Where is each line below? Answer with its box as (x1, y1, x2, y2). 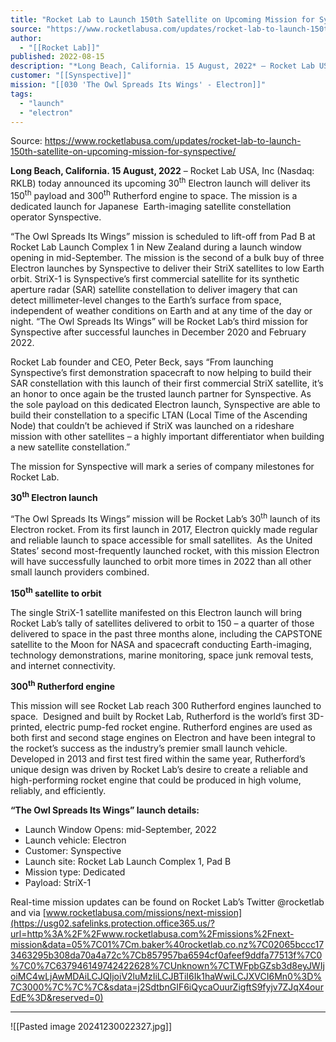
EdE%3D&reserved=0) (10, 992, 104, 1004)
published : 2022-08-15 (10, 52, 105, 62)
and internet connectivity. (10, 659, 116, 671)
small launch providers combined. (10, 566, 150, 578)
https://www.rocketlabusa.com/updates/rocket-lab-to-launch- (44, 135, 302, 147)
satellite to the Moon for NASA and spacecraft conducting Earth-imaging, (10, 638, 312, 650)
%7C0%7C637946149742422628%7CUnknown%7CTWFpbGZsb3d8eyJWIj (10, 960, 325, 972)
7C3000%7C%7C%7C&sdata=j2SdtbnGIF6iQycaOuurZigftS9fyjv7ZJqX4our (10, 981, 324, 993)
